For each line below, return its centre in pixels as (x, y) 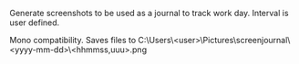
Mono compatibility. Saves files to (73, 40)
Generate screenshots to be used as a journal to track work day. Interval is (149, 13)
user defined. (35, 23)
